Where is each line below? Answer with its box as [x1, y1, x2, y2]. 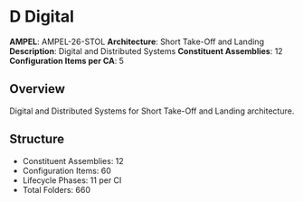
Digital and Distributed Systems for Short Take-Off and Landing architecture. [9, 106, 295, 116]
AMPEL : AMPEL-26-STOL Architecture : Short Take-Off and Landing [9, 36, 265, 47]
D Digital [9, 6, 75, 27]
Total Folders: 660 [22, 184, 91, 195]
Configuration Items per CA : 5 [9, 55, 125, 66]
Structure [9, 132, 65, 147]
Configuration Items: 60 [22, 165, 111, 176]
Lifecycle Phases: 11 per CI [22, 174, 122, 186]
